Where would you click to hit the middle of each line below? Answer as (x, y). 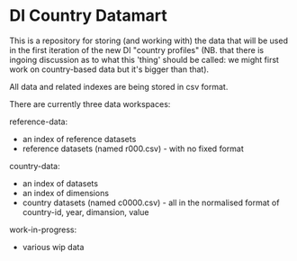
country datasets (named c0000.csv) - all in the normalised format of (151, 202)
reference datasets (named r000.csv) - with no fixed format (133, 148)
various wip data (53, 247)
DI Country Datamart (89, 16)
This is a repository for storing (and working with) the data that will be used (148, 40)
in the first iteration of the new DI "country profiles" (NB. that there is (136, 49)
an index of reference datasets (79, 139)
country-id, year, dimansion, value (85, 211)
